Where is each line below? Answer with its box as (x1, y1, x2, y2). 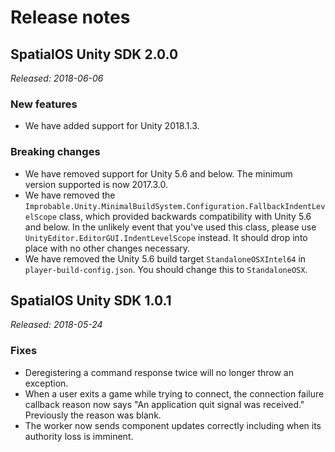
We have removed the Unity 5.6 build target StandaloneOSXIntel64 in (24, 252, 307, 265)
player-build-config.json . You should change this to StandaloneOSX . (24, 263, 308, 275)
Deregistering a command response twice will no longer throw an (24, 366, 294, 378)
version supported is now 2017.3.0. (24, 178, 168, 190)
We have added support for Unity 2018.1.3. (24, 120, 200, 132)
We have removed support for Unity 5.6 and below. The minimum (24, 167, 293, 180)
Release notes (10, 6, 131, 29)
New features (10, 97, 78, 111)
